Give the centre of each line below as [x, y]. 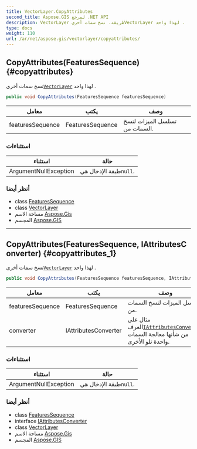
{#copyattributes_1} [80, 253]
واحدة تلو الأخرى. [149, 341]
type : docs [19, 28]
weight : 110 [21, 33]
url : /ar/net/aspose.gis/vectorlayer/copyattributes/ [73, 39]
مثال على [139, 319]
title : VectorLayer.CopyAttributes [50, 11]
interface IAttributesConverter [51, 421]
